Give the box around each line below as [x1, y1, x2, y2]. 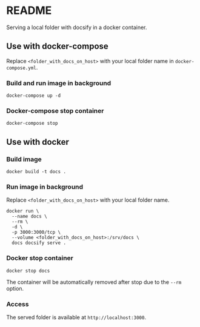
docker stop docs [6, 268, 50, 274]
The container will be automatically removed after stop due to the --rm [6, 278, 182, 285]
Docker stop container [6, 254, 74, 262]
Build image [6, 155, 42, 163]
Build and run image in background [6, 79, 112, 87]
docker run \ [6, 208, 39, 214]
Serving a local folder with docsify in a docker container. [6, 24, 147, 31]
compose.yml [6, 65, 36, 71]
